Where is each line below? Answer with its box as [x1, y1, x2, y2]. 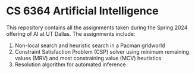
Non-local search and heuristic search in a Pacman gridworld [14, 42, 165, 49]
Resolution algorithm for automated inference [14, 61, 126, 68]
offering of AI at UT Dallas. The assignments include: [6, 30, 136, 37]
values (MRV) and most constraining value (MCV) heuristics [14, 54, 162, 61]
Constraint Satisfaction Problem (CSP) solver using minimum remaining [14, 48, 189, 55]
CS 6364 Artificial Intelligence [6, 4, 159, 18]
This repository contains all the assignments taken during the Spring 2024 [6, 24, 188, 31]
